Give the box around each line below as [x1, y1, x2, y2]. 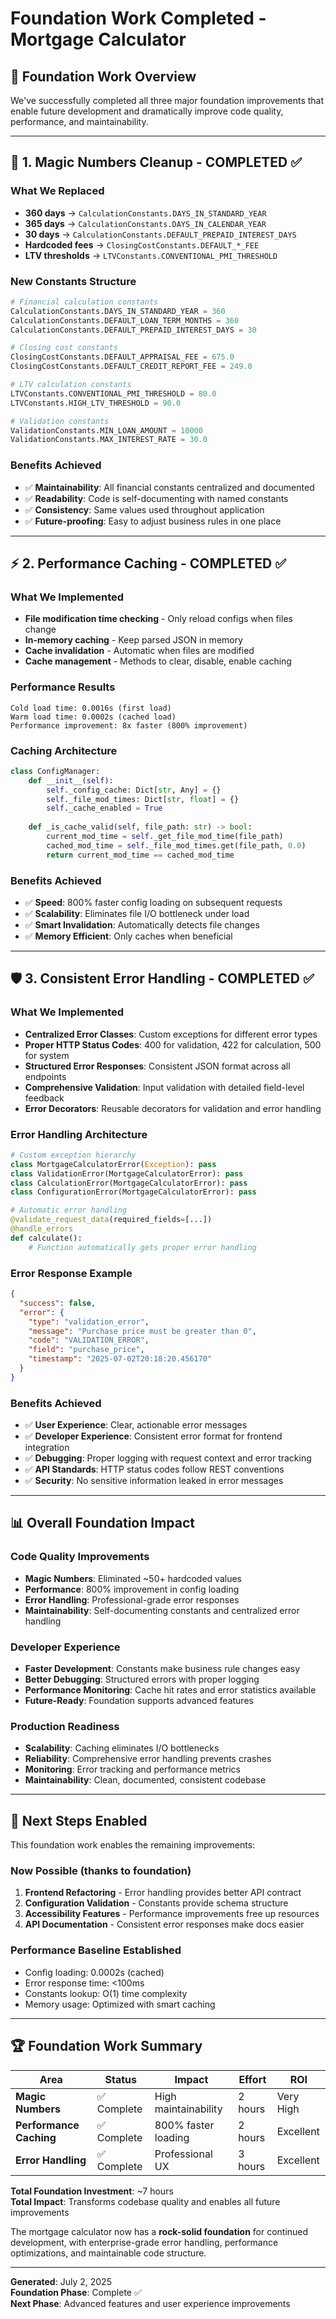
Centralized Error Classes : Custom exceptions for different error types [24, 1028, 318, 1040]
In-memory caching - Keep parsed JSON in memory [24, 634, 244, 646]
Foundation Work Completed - [10, 7, 267, 30]
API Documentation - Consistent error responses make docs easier [24, 1918, 305, 1931]
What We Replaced [10, 184, 105, 198]
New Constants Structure [10, 274, 137, 288]
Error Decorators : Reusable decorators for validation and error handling [24, 1102, 322, 1114]
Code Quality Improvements [10, 1550, 150, 1564]
